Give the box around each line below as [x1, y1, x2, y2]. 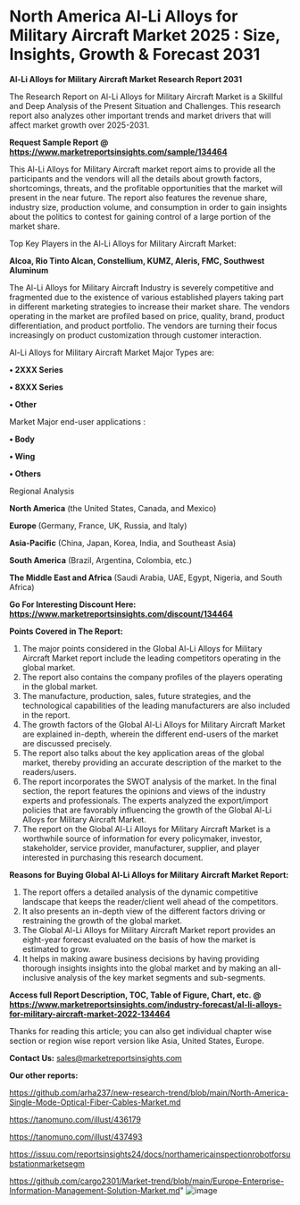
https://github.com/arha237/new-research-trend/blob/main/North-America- [9, 1087, 289, 1098]
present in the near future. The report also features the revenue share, [9, 192, 268, 203]
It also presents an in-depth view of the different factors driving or [21, 906, 266, 916]
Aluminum [9, 265, 49, 275]
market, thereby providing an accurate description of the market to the [21, 757, 282, 768]
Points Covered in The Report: [9, 626, 123, 636]
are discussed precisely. [21, 737, 112, 748]
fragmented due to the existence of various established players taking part [9, 291, 284, 302]
